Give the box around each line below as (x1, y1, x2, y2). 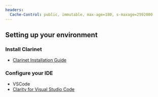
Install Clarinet (5, 46, 42, 53)
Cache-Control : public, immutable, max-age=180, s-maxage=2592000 (10, 12, 153, 17)
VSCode (12, 81, 30, 87)
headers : (5, 7, 24, 13)
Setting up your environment (5, 31, 98, 39)
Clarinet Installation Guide (12, 57, 67, 63)
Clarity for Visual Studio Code (12, 86, 75, 92)
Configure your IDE (5, 70, 53, 77)
